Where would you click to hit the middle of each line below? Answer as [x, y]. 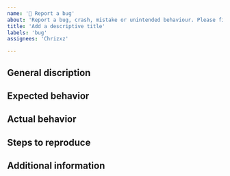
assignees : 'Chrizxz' [38, 39]
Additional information [56, 166]
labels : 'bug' [27, 33]
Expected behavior [48, 96]
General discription [49, 73]
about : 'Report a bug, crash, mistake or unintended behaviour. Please [111, 20]
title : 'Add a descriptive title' [56, 26]
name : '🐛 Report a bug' [41, 13]
